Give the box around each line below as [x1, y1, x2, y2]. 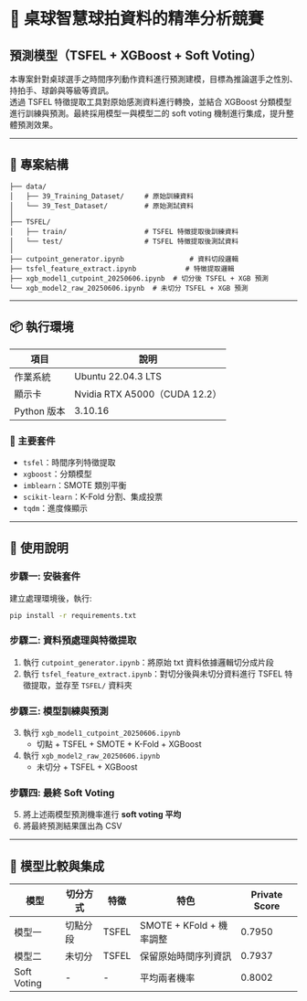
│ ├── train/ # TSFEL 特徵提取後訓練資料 [9, 227, 239, 236]
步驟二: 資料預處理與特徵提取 [9, 634, 137, 647]
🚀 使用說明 [9, 540, 69, 556]
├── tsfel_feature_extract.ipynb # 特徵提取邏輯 [9, 264, 235, 273]
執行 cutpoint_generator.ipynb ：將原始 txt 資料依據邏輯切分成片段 [22, 656, 274, 667]
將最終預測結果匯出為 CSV [22, 820, 122, 832]
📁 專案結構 [9, 157, 69, 173]
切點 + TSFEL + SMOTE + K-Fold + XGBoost [36, 739, 202, 750]
